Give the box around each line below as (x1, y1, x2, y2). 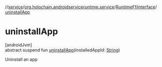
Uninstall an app (5, 56, 38, 62)
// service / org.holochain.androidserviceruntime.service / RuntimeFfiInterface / (5, 4, 157, 10)
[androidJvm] (5, 42, 33, 48)
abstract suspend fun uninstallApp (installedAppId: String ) (5, 47, 120, 53)
